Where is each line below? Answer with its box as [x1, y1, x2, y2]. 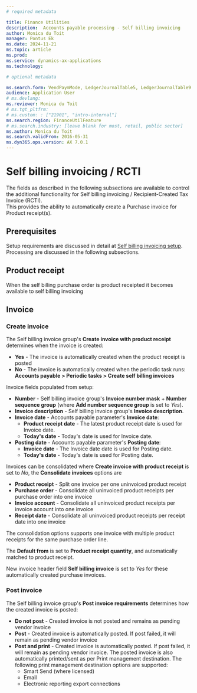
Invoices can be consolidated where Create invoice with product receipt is [6, 463, 189, 470]
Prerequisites [6, 227, 57, 237]
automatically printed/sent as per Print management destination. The [14, 655, 182, 662]
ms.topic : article [6, 47, 51, 53]
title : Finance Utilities [6, 19, 70, 25]
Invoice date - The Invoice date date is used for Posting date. [23, 445, 173, 452]
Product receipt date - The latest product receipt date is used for [23, 420, 183, 427]
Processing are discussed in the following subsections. [6, 249, 140, 256]
